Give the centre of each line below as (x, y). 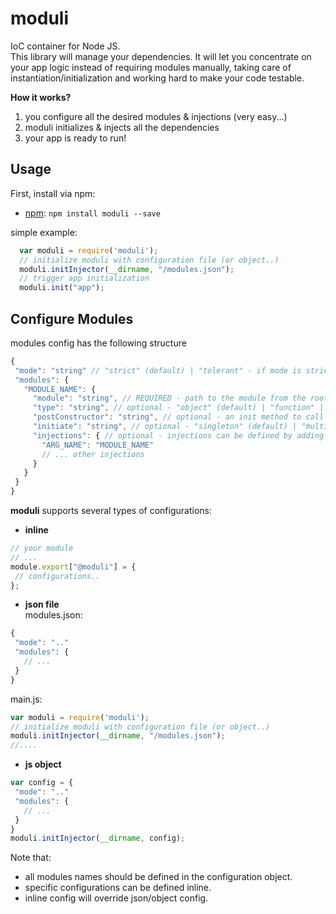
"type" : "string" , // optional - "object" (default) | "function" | (178, 408)
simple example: (44, 232)
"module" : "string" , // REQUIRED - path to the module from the (169, 398)
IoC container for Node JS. (65, 46)
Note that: (31, 858)
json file (42, 604)
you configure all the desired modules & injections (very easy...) (156, 116)
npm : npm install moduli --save (92, 213)
